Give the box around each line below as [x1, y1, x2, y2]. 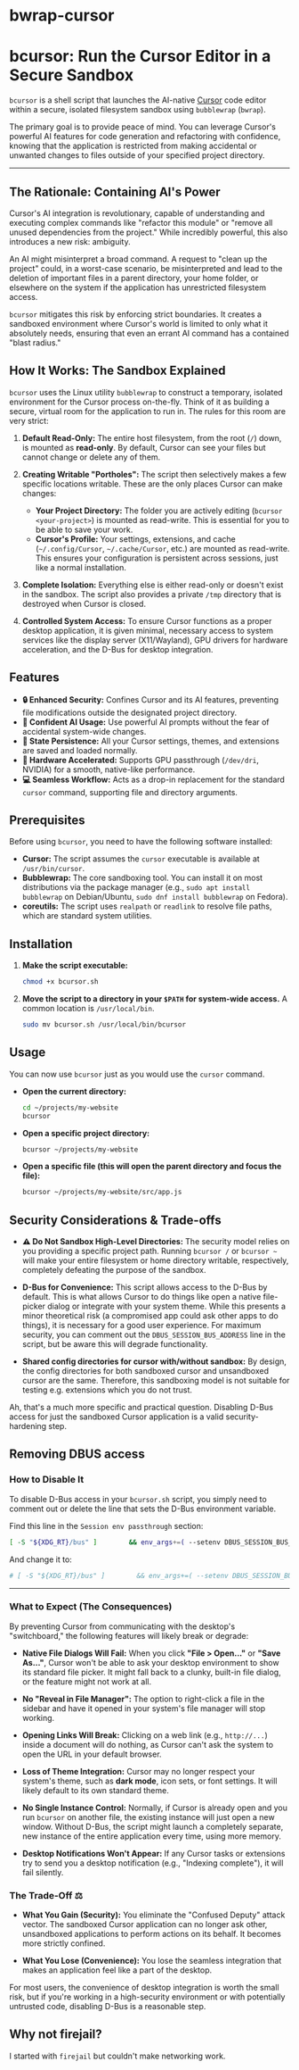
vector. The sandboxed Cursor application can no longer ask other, [21, 1919, 268, 1930]
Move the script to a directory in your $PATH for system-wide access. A [21, 993, 287, 1004]
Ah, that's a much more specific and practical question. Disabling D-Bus [9, 1402, 274, 1413]
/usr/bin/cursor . [21, 863, 85, 874]
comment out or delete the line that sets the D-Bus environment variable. [9, 1503, 277, 1514]
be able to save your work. [35, 524, 133, 535]
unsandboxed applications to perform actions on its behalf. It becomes [21, 1929, 282, 1940]
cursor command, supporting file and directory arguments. [21, 786, 238, 797]
